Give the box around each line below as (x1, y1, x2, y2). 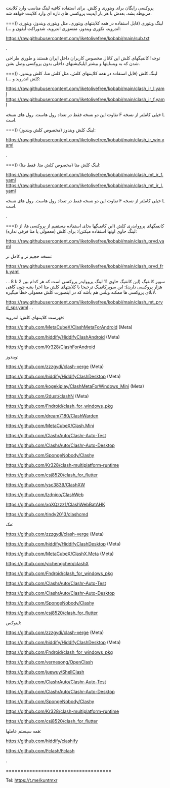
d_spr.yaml (6, 305, 28, 310)
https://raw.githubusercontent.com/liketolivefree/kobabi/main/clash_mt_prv (6, 299, 163, 305)
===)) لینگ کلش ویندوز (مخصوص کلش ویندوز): (6, 127, 96, 133)
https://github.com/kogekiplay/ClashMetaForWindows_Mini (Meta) (6, 383, 145, 389)
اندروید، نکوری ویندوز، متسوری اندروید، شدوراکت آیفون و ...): (6, 25, 121, 32)
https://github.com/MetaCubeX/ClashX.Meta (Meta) (6, 551, 114, 557)
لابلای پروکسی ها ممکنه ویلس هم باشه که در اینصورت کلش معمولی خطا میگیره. (6, 289, 156, 295)
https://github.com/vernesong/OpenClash (6, 659, 93, 665)
